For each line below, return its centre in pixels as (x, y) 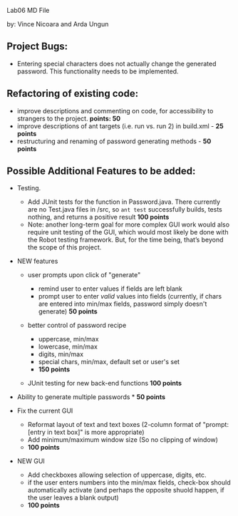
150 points (54, 369)
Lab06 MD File (28, 10)
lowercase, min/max (68, 347)
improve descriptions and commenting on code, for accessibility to (115, 110)
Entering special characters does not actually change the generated (117, 63)
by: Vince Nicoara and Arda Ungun (58, 24)
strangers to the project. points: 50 (69, 118)
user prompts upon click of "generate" (84, 275)
